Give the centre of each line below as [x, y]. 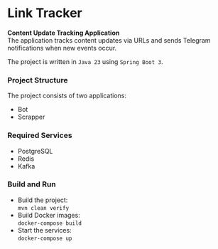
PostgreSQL [35, 151]
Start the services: [45, 230]
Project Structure [38, 80]
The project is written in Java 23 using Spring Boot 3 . [85, 61]
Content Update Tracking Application [64, 33]
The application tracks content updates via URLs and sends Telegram [109, 40]
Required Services [40, 135]
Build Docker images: [49, 215]
